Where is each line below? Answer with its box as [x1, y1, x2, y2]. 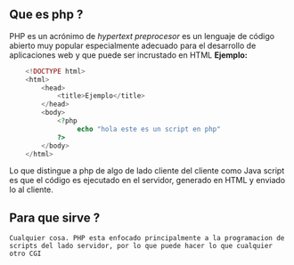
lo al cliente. [9, 184, 53, 195]
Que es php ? [9, 7, 84, 22]
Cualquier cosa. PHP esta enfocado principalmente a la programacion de [9, 234, 285, 243]
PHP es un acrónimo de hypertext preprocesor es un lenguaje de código [9, 30, 274, 41]
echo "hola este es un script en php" [77, 124, 221, 133]
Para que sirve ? [9, 210, 101, 225]
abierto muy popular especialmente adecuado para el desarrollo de [9, 40, 257, 51]
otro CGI [9, 249, 42, 259]
